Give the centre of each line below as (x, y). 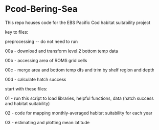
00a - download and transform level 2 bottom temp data (62, 51)
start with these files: (26, 88)
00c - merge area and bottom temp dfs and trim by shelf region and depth (80, 70)
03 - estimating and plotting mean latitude (47, 122)
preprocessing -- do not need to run (42, 41)
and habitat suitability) (27, 103)
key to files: (17, 32)
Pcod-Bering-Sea (41, 9)
